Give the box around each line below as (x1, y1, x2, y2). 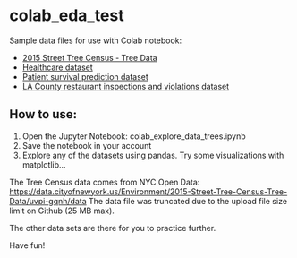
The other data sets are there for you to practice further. (9, 222, 216, 233)
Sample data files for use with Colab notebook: (9, 35, 182, 46)
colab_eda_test (9, 5, 124, 26)
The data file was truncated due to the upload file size (88, 195, 288, 206)
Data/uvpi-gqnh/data (9, 195, 87, 206)
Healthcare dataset (21, 62, 94, 73)
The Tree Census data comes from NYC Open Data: (9, 176, 200, 187)
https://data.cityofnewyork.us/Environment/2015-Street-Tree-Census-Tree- (9, 185, 288, 197)
